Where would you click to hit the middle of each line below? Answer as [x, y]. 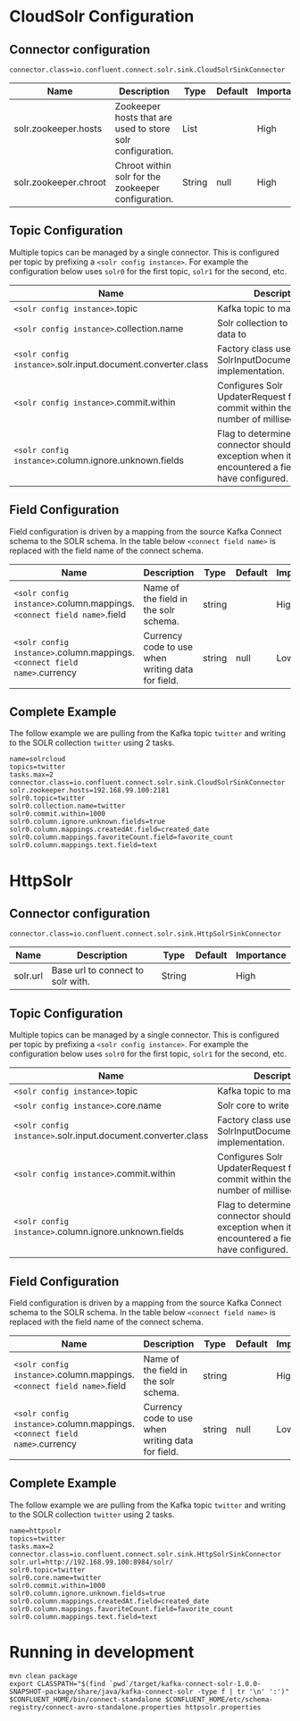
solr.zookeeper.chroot [60, 182]
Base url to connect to [98, 970]
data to [232, 334]
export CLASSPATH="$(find [57, 1683]
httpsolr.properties [223, 1707]
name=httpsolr [36, 1531]
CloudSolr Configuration [102, 17]
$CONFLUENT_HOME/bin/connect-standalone [86, 1700]
